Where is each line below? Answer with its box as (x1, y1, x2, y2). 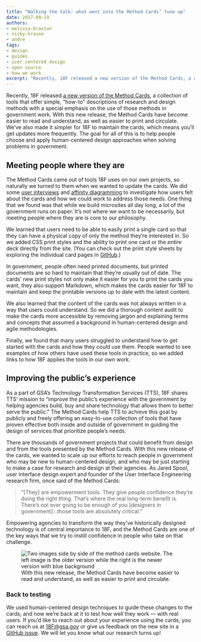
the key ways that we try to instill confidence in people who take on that (6, 532, 184, 539)
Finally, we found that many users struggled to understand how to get (6, 336, 178, 344)
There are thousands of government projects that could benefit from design (6, 439, 193, 446)
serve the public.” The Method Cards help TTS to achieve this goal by (6, 408, 178, 415)
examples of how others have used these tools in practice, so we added (6, 349, 184, 357)
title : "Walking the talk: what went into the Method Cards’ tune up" (6, 8, 186, 15)
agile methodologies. (6, 325, 58, 332)
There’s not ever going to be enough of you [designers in (20, 501, 162, 509)
